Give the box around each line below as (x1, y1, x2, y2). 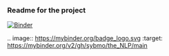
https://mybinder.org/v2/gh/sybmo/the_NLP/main (7, 42, 148, 50)
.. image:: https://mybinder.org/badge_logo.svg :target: (7, 34, 163, 42)
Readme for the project (7, 5, 86, 15)
